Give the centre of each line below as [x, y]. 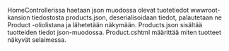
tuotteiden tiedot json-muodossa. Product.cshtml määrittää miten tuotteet [114, 32]
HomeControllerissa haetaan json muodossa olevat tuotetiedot [98, 10]
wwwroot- [205, 10]
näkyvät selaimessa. [37, 40]
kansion [19, 17]
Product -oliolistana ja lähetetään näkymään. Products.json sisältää [105, 25]
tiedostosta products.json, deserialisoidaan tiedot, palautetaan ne [127, 17]
